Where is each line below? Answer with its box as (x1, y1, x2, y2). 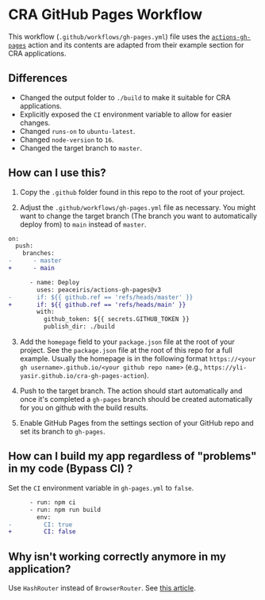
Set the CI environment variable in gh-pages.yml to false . (8, 483, 194, 492)
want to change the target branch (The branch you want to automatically (19, 211, 258, 220)
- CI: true (8, 521, 73, 529)
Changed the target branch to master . (19, 143, 143, 152)
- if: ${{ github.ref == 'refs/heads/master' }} (8, 293, 194, 301)
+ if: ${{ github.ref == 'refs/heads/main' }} (8, 300, 186, 308)
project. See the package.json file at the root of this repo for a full (19, 346, 232, 355)
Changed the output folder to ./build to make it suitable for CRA (19, 93, 231, 102)
